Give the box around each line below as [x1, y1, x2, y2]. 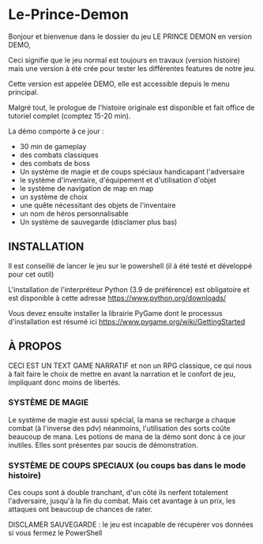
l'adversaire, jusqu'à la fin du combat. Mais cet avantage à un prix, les [8, 496, 236, 506]
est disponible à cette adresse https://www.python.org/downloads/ [8, 293, 227, 302]
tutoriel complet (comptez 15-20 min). [8, 111, 131, 120]
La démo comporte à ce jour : [8, 126, 104, 136]
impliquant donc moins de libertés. [8, 377, 121, 387]
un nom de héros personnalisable [19, 208, 129, 218]
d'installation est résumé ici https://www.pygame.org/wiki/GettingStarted [8, 317, 246, 326]
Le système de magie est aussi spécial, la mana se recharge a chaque [8, 415, 236, 424]
